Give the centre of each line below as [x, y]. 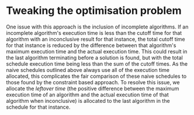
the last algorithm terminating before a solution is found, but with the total [94, 57]
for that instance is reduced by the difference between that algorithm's [91, 45]
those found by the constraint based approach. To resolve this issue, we [93, 82]
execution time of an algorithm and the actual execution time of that [88, 95]
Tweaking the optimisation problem [94, 11]
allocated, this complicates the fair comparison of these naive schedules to [96, 76]
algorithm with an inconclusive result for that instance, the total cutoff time [96, 39]
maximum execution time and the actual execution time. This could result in [97, 51]
